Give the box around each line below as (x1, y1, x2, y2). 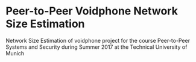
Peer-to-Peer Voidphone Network (5, 4, 179, 18)
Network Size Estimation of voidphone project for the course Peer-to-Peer (5, 37, 191, 44)
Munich (5, 49, 25, 57)
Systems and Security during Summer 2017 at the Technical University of (5, 43, 188, 51)
